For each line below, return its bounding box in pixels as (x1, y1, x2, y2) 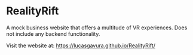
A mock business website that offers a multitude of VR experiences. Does (6, 24, 188, 31)
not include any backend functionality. (6, 30, 100, 37)
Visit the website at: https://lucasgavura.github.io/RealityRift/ (6, 42, 155, 49)
